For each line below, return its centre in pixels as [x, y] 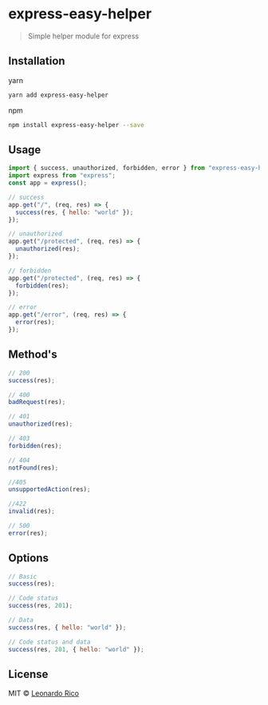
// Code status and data [49, 642]
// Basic [23, 576]
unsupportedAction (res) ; [49, 489]
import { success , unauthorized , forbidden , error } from [106, 168]
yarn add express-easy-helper [59, 95]
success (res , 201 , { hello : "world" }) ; [77, 649]
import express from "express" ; [62, 176]
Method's [33, 355]
